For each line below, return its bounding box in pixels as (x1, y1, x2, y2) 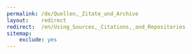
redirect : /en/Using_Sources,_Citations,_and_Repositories (6, 23, 186, 30)
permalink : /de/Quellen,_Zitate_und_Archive (6, 10, 139, 18)
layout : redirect (6, 17, 67, 24)
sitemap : (6, 29, 32, 37)
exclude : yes (19, 36, 57, 43)
